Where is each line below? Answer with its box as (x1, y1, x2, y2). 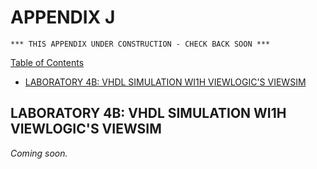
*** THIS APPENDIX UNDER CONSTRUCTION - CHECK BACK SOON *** (10, 39, 271, 49)
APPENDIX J (10, 6, 116, 29)
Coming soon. (10, 147, 68, 159)
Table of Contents (10, 56, 85, 68)
